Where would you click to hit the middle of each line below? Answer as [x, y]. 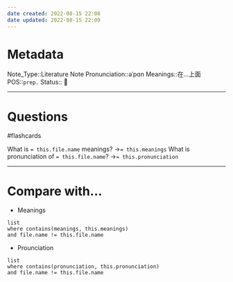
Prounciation [35, 248]
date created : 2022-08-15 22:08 [54, 14]
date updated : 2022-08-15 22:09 [54, 20]
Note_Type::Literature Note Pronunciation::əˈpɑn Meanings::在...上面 [104, 74]
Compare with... [55, 191]
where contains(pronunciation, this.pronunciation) [83, 267]
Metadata [35, 54]
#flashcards [24, 136]
